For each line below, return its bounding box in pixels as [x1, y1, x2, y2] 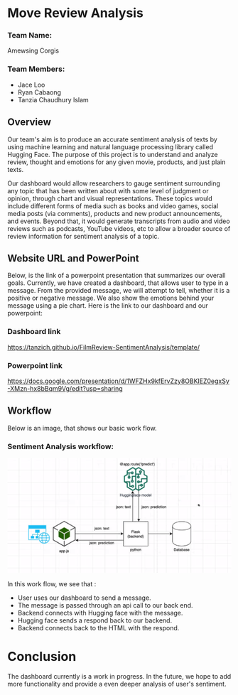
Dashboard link [7, 327, 61, 337]
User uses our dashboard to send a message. [17, 593, 151, 602]
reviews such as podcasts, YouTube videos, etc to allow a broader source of [7, 224, 231, 232]
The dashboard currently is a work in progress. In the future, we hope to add [7, 672, 232, 680]
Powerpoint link [7, 360, 63, 370]
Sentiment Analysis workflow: [7, 441, 114, 451]
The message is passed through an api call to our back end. [17, 601, 193, 610]
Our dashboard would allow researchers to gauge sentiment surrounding [7, 179, 220, 188]
